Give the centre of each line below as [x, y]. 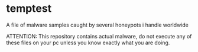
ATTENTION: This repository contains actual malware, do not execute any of [99, 36]
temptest [29, 9]
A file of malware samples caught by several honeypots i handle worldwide [98, 25]
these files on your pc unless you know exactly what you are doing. [88, 43]
